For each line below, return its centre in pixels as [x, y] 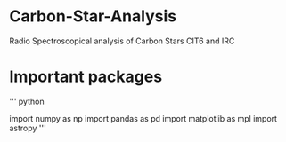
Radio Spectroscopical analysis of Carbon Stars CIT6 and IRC [122, 41]
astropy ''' [28, 128]
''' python [27, 101]
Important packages [86, 77]
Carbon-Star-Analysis [93, 16]
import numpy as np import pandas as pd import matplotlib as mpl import [143, 118]
